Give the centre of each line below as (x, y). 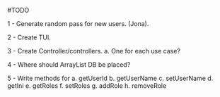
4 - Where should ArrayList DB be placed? (69, 65)
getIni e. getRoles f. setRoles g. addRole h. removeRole (87, 86)
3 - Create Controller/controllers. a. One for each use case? (94, 51)
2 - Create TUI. (29, 37)
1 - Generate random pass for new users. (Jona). (78, 24)
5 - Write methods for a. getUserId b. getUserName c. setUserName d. (110, 78)
